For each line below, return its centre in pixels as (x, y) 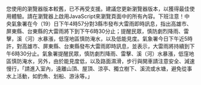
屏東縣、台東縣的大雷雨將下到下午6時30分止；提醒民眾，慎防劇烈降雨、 (95, 31)
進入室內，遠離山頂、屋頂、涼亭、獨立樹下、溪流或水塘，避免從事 (111, 69)
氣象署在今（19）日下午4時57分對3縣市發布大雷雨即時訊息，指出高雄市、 (102, 24)
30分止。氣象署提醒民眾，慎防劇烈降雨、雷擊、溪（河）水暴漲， (99, 54)
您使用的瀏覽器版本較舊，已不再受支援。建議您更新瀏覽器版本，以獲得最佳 (98, 9)
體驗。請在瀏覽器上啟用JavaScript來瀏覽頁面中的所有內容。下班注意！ (98, 16)
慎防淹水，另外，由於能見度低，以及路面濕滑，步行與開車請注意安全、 (98, 61)
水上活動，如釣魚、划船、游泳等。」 (49, 76)
